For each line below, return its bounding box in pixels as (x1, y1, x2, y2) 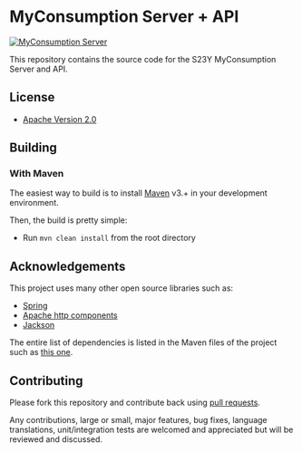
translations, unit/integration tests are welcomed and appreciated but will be (9, 424, 294, 436)
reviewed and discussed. (9, 434, 102, 445)
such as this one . (9, 347, 73, 358)
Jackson (22, 320, 55, 331)
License (9, 90, 55, 105)
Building (9, 140, 57, 156)
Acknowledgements (9, 258, 126, 274)
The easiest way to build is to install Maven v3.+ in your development (9, 188, 268, 198)
